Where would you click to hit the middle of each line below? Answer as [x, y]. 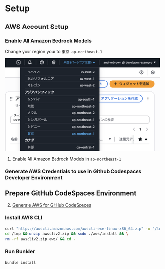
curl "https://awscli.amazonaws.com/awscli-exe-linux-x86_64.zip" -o [78, 229]
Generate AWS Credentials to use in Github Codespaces [73, 171]
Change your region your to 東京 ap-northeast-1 [54, 51]
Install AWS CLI [24, 218]
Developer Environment [34, 177]
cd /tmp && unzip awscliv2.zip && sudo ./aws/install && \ [67, 234]
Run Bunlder [20, 252]
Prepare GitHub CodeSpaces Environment [71, 193]
